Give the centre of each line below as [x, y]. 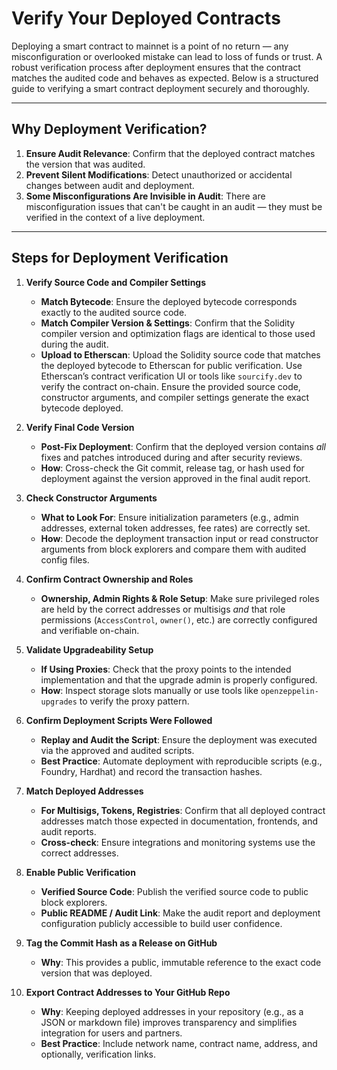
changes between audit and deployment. [110, 185]
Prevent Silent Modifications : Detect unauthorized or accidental [159, 174]
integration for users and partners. [111, 1033]
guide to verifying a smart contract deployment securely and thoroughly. [161, 88]
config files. [65, 559]
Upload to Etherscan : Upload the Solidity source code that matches [180, 354]
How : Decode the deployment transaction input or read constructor [179, 538]
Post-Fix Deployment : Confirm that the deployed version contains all [183, 446]
